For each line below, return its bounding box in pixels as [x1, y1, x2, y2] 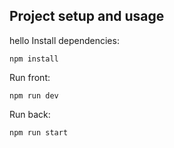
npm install [9, 54, 59, 64]
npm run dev [9, 90, 59, 101]
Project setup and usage [9, 8, 165, 25]
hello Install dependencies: [9, 34, 120, 46]
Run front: [9, 71, 51, 83]
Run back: [9, 108, 51, 120]
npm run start [9, 127, 69, 138]
